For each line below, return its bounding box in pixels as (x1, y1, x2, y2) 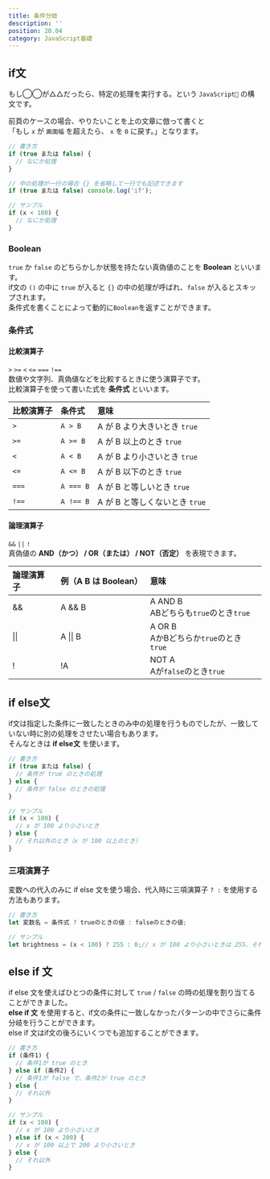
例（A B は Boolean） (59, 575, 143, 587)
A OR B (149, 621, 177, 633)
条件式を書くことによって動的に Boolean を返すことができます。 (8, 303, 215, 313)
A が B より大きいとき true (97, 421, 198, 432)
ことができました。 (8, 998, 72, 1007)
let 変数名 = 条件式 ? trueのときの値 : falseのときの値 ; (8, 918, 187, 927)
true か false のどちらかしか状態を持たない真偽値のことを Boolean (8, 263, 231, 272)
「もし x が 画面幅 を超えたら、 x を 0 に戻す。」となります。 (8, 127, 203, 136)
